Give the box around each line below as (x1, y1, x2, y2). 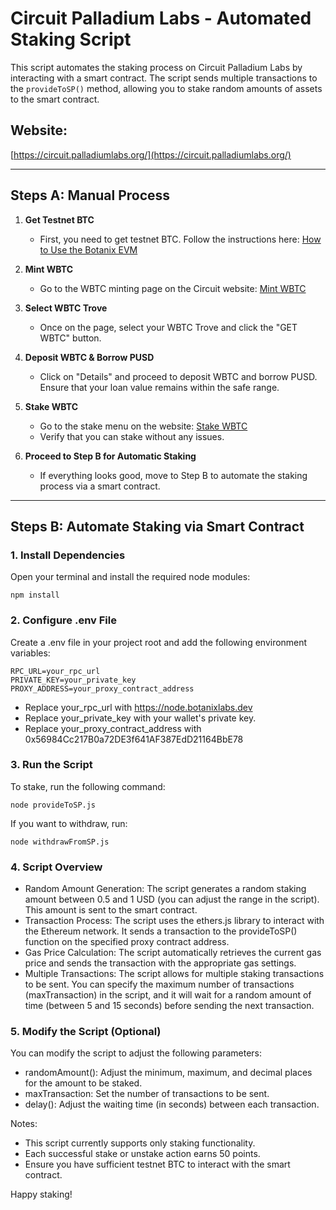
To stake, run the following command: (10, 780, 166, 792)
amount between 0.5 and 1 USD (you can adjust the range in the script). (24, 893, 320, 906)
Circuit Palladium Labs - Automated (10, 7, 312, 30)
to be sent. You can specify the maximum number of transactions (24, 978, 295, 991)
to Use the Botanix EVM (39, 243, 138, 256)
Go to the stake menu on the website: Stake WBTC (39, 420, 248, 432)
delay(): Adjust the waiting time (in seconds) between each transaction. (24, 1098, 320, 1111)
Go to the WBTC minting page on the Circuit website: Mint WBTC (39, 282, 307, 294)
